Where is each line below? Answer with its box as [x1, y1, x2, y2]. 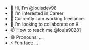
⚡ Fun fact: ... [10, 40, 38, 46]
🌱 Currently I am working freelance [10, 16, 84, 21]
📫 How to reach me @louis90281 [10, 27, 81, 33]
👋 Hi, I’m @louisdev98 [10, 5, 57, 11]
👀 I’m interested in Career [10, 10, 64, 16]
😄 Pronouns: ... [10, 34, 43, 40]
